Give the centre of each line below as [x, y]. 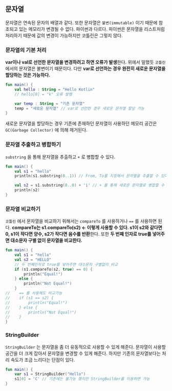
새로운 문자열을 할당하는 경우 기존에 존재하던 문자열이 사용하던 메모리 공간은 [81, 124]
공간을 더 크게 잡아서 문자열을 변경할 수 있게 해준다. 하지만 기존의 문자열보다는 [83, 353]
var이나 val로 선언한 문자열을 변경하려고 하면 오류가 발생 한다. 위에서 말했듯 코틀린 [85, 62]
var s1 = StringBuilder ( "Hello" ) [50, 374]
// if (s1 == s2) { [29, 298]
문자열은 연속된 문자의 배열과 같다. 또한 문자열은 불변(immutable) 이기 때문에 [81, 23]
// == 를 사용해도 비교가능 [34, 293]
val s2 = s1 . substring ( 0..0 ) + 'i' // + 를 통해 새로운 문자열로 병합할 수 [90, 185]
